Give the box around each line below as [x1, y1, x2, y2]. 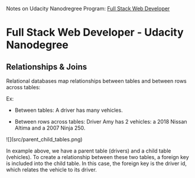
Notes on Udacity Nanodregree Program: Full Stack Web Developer [6, 5, 170, 12]
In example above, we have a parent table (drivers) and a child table [6, 147, 171, 154]
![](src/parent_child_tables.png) [6, 136, 83, 143]
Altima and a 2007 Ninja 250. [14, 124, 86, 131]
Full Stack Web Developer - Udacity [6, 26, 184, 39]
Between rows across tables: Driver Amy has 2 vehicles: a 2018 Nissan [14, 118, 187, 125]
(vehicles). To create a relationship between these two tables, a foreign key [6, 154, 189, 160]
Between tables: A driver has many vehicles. [14, 106, 123, 114]
